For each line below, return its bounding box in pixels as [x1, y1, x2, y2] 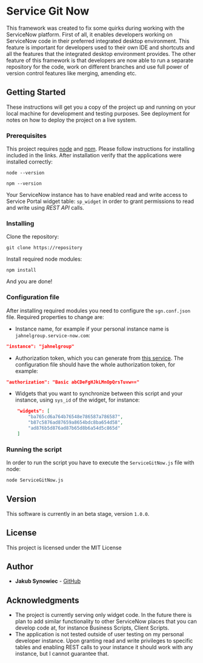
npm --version [6, 180, 42, 187]
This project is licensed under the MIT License [6, 544, 122, 551]
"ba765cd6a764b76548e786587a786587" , [28, 414, 123, 420]
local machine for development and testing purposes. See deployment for [6, 109, 190, 117]
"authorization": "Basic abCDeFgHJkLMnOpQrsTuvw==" [6, 379, 139, 385]
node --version [6, 170, 45, 176]
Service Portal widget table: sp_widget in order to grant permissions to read [6, 198, 195, 205]
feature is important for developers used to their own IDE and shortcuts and [6, 44, 195, 51]
